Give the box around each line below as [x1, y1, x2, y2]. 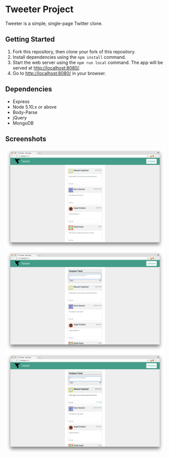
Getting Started [5, 35, 55, 44]
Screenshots [5, 135, 47, 143]
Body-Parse [12, 109, 38, 115]
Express [12, 98, 30, 105]
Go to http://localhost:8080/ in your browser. [12, 70, 106, 76]
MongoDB [12, 120, 34, 126]
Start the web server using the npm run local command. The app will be [12, 59, 163, 66]
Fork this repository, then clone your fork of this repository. [12, 48, 136, 54]
